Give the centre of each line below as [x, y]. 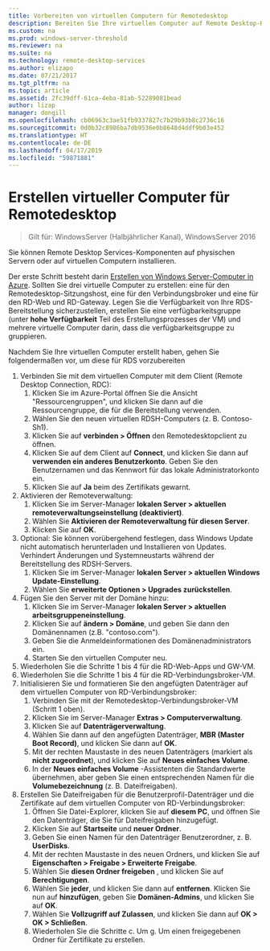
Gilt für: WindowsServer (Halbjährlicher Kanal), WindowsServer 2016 [142, 237]
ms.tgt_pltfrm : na [39, 83]
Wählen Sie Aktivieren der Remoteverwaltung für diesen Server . [141, 521]
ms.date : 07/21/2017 [43, 76]
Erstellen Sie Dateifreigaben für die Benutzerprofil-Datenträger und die [137, 795]
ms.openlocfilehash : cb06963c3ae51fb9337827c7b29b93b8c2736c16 [117, 121]
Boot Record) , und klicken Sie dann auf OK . [104, 744]
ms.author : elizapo [41, 68]
